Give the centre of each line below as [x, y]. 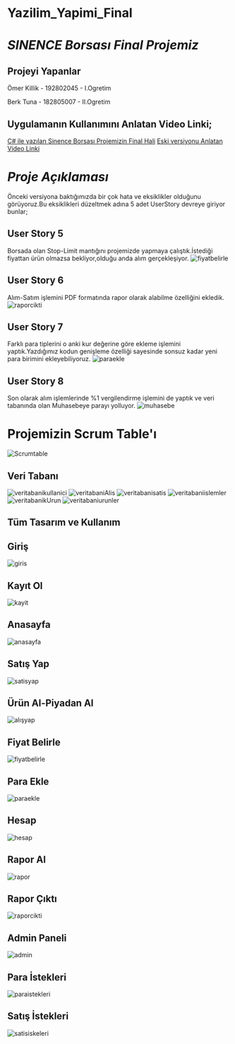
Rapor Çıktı [32, 899]
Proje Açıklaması [58, 177]
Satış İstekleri [38, 1016]
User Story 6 [36, 280]
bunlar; [18, 211]
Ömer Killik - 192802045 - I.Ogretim [59, 88]
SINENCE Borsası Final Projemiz [103, 45]
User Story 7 [35, 327]
